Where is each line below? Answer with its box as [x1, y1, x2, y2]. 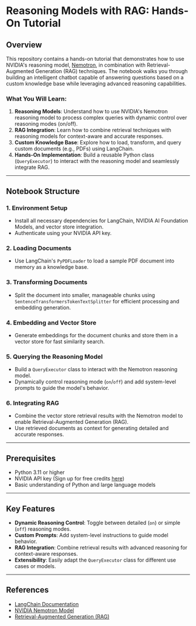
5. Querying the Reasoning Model [6, 352, 103, 361]
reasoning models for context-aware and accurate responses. [14, 133, 163, 140]
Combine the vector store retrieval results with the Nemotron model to [14, 412, 183, 419]
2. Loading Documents [6, 244, 72, 252]
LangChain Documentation [14, 600, 79, 607]
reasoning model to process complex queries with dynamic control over [14, 114, 187, 121]
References [6, 585, 49, 595]
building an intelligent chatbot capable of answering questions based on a [6, 74, 184, 81]
